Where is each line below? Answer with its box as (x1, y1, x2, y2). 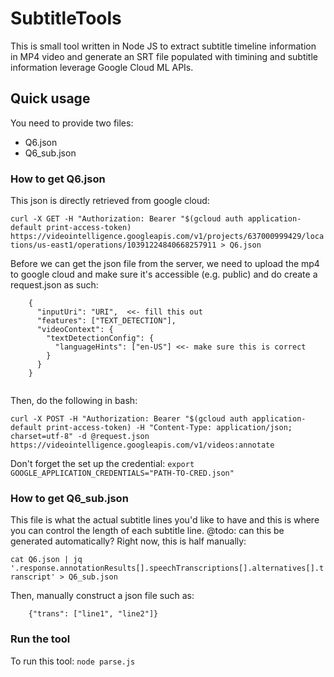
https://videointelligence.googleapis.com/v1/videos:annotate (10, 440, 275, 451)
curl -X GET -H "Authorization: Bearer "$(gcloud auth (10, 214, 244, 224)
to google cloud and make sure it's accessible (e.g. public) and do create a (10, 268, 318, 281)
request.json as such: (10, 279, 99, 291)
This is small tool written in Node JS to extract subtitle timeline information (10, 40, 317, 52)
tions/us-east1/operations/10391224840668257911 (10, 240, 217, 251)
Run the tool (10, 632, 71, 646)
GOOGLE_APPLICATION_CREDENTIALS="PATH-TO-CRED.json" (10, 468, 235, 479)
